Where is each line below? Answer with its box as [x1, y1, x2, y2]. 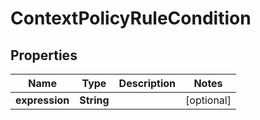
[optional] [185, 93, 232, 107]
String [79, 93, 110, 107]
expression [15, 93, 70, 107]
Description [118, 77, 177, 90]
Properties [10, 47, 78, 64]
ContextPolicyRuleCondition [10, 7, 252, 30]
